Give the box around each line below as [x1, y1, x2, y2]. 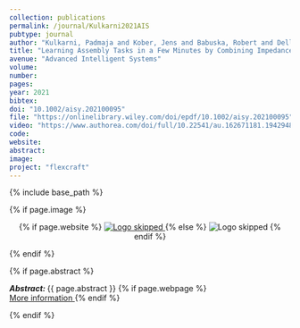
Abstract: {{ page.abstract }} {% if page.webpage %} [9, 283, 207, 294]
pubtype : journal [9, 29, 74, 38]
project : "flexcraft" [9, 163, 90, 172]
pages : [9, 80, 34, 88]
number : [9, 71, 38, 80]
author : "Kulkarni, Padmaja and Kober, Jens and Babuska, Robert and [9, 38, 274, 47]
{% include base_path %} [9, 187, 104, 198]
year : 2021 [9, 88, 50, 97]
